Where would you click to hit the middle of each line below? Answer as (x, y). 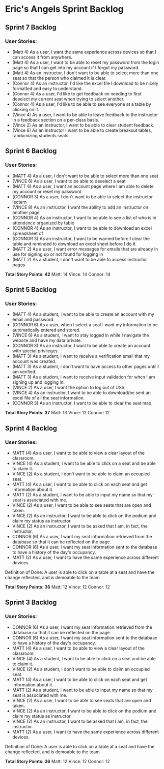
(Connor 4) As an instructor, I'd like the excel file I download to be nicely (85, 83)
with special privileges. (35, 351)
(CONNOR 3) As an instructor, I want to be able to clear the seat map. (82, 403)
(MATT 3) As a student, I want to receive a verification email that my (81, 356)
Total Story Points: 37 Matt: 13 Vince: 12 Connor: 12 (57, 413)
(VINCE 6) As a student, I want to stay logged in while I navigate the (81, 335)
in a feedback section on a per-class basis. (56, 120)
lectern (19, 202)
